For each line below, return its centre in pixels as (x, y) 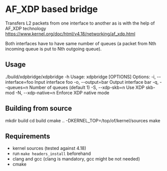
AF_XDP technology (26, 28)
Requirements (28, 136)
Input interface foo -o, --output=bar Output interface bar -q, (97, 82)
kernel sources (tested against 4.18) (49, 148)
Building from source (39, 109)
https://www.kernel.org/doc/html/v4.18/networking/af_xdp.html (70, 34)
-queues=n (17, 87)
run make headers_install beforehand (52, 153)
